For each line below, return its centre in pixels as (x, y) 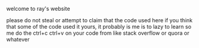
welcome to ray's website (38, 9)
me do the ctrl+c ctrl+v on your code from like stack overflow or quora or (98, 33)
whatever (18, 39)
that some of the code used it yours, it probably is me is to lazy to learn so (99, 27)
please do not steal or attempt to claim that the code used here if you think (99, 20)
